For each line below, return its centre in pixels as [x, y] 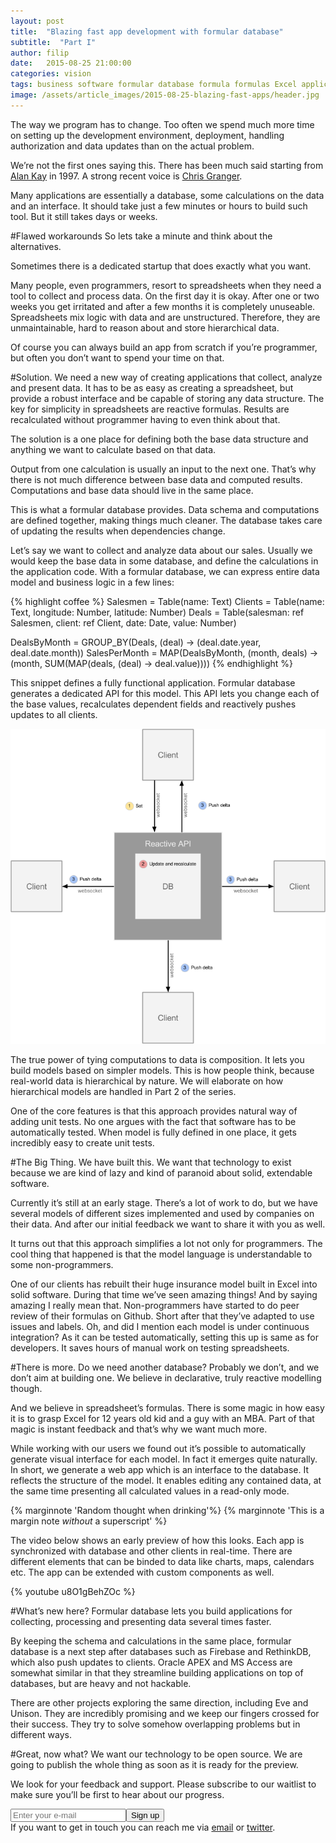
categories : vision [51, 74]
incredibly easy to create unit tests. [82, 1142]
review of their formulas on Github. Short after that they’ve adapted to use [162, 1316]
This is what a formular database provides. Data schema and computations [165, 509]
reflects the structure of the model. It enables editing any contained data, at [166, 1480]
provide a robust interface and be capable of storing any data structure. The [167, 398]
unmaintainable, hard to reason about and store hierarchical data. [145, 327]
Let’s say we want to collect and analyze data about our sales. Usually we [161, 550]
